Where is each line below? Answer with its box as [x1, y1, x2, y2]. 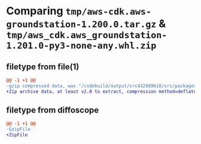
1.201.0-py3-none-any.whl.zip [6, 40, 157, 51]
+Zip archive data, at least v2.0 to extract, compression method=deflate [6, 88, 197, 94]
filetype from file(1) [6, 62, 80, 72]
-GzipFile [6, 127, 31, 133]
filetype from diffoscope [6, 105, 99, 115]
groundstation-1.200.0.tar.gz [6, 19, 157, 30]
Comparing [6, 4, 63, 18]
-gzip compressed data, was [6, 82, 77, 89]
